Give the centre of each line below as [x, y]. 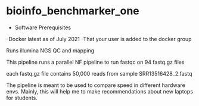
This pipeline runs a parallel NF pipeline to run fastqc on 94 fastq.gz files [95, 62]
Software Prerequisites [43, 27]
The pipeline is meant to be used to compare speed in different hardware [96, 85]
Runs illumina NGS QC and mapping [50, 50]
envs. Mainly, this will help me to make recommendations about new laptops [100, 91]
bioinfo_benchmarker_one [73, 11]
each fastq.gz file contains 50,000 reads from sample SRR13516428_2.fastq [99, 73]
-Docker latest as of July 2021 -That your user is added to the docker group [99, 39]
